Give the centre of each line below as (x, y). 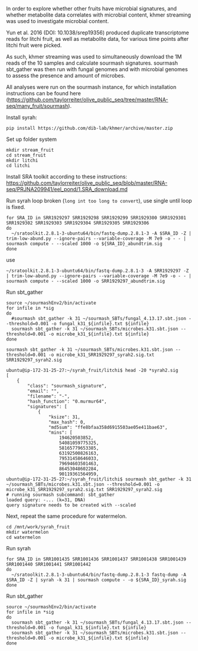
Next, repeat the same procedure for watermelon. (66, 516)
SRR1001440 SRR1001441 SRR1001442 (49, 565)
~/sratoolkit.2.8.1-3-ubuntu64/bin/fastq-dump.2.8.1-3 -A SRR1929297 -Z (98, 271)
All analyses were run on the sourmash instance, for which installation (91, 87)
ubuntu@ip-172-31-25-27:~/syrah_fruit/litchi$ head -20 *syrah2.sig (92, 370)
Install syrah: (22, 117)
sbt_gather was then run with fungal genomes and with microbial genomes (97, 69)
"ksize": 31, (64, 417)
